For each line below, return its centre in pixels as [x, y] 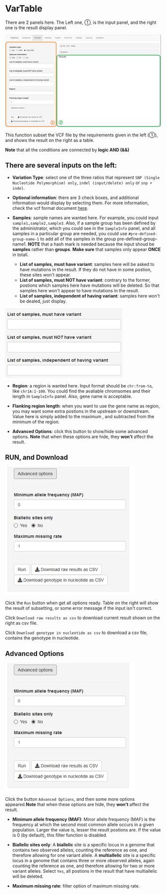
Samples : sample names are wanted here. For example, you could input [85, 218]
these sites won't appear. [45, 275]
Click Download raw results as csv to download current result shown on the [83, 618]
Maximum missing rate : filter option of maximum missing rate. [76, 886]
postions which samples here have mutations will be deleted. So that [89, 285]
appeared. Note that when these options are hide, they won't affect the [77, 805]
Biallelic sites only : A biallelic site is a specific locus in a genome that [83, 845]
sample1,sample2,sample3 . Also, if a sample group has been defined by [84, 223]
